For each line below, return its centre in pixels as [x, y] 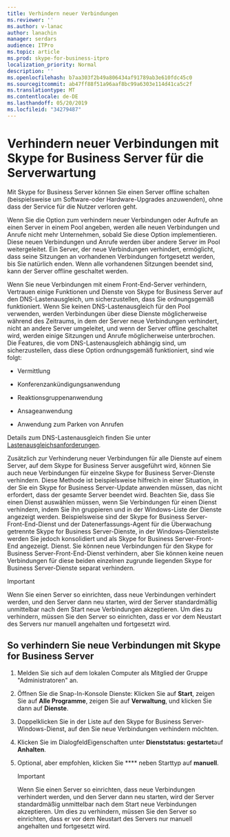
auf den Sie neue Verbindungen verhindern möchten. [143, 729]
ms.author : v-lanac [35, 26]
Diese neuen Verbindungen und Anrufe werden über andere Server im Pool [114, 242]
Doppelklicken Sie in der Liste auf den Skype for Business [99, 721]
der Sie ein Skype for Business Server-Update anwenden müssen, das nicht [115, 487]
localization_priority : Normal [52, 65]
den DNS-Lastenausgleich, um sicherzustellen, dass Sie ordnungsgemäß [111, 299]
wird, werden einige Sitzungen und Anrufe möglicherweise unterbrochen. [111, 335]
